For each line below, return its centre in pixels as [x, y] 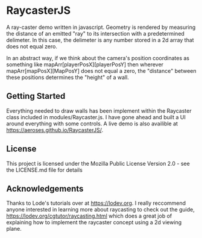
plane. [14, 229]
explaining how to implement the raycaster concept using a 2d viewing [94, 222]
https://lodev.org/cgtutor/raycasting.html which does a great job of [89, 216]
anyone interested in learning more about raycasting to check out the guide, [100, 210]
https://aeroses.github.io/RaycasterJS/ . [55, 130]
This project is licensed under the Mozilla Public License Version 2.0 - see [98, 163]
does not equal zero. [32, 46]
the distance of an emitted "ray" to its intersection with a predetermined [96, 33]
